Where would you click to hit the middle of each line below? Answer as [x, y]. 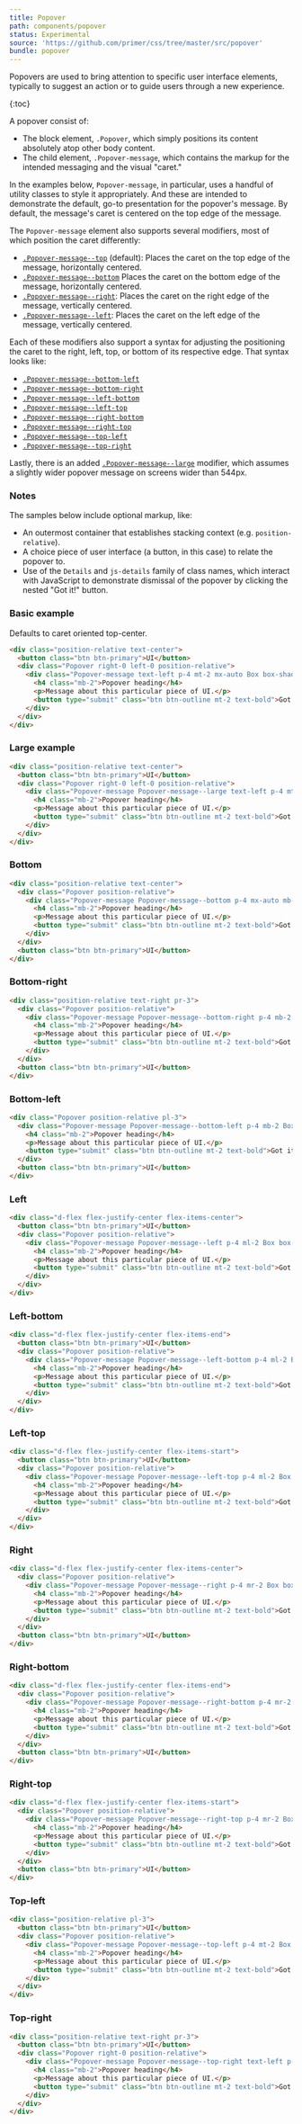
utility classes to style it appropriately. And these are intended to [129, 194]
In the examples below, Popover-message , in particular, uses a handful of [142, 184]
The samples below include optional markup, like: [101, 515]
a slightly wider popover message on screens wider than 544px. [128, 472]
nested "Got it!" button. [65, 590]
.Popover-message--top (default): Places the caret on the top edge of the [156, 258]
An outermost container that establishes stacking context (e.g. [138, 533]
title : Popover [38, 18]
